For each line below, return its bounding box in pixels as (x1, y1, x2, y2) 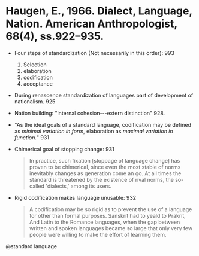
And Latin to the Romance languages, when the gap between (29, 218, 180, 225)
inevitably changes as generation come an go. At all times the (29, 169, 182, 177)
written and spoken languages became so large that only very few (29, 224, 193, 231)
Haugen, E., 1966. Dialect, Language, (5, 4, 192, 18)
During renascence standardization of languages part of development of (14, 92, 194, 99)
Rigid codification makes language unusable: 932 (14, 194, 137, 201)
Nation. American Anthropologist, (5, 17, 177, 31)
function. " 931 (14, 133, 49, 141)
